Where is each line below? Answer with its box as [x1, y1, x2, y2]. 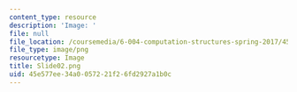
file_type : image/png [9, 46, 89, 54]
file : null [9, 29, 49, 38]
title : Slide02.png [9, 62, 81, 71]
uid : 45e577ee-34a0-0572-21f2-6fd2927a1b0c [9, 70, 172, 79]
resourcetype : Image [9, 53, 86, 62]
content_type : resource [9, 12, 97, 22]
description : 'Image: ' [9, 21, 97, 30]
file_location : [9, 37, 65, 46]
